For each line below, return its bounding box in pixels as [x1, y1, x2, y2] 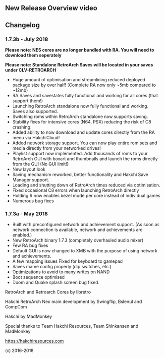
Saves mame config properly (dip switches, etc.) [12, 264, 111, 270]
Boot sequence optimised [12, 274, 65, 280]
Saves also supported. [12, 109, 58, 115]
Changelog [5, 21, 40, 29]
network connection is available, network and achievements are [12, 227, 143, 233]
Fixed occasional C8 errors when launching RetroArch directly [12, 187, 139, 193]
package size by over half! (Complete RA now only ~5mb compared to [12, 82, 156, 88]
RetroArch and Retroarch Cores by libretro [5, 289, 91, 295]
